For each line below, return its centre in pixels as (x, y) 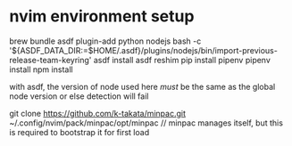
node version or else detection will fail (79, 96)
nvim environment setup (102, 16)
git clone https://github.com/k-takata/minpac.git (97, 113)
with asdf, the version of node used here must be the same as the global (142, 86)
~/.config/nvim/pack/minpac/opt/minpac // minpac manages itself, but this (146, 123)
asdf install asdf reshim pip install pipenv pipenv (182, 60)
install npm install (41, 69)
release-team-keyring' (50, 60)
